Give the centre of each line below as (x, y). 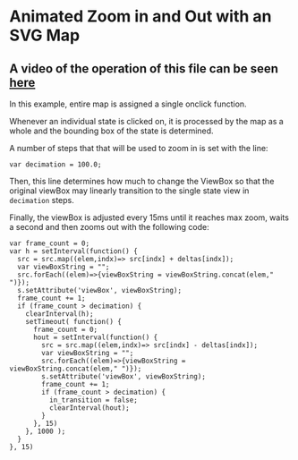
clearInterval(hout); (89, 408)
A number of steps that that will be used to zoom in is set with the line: (139, 148)
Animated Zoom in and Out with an (140, 17)
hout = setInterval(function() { (95, 337)
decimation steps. (42, 200)
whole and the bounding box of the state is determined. (111, 131)
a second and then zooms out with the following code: (109, 227)
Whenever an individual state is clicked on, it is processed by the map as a (146, 121)
